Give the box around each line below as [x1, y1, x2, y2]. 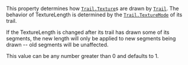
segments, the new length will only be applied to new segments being [6, 35, 176, 42]
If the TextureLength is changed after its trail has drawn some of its [6, 29, 170, 36]
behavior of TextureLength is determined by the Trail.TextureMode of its [6, 11, 183, 18]
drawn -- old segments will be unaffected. [6, 41, 109, 48]
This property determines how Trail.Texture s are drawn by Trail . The [6, 5, 179, 12]
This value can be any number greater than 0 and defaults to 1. [6, 53, 159, 59]
